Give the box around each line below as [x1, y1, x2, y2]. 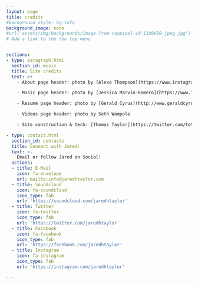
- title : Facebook [11, 225, 57, 232]
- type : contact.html [6, 132, 60, 138]
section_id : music [11, 62, 57, 68]
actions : [11, 160, 33, 166]
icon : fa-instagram [16, 253, 65, 259]
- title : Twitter [11, 204, 54, 210]
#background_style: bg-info [6, 19, 75, 25]
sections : [6, 52, 31, 58]
